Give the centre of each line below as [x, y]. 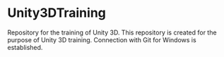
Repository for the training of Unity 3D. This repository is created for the [112, 32]
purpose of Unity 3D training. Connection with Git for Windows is [102, 39]
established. [25, 47]
